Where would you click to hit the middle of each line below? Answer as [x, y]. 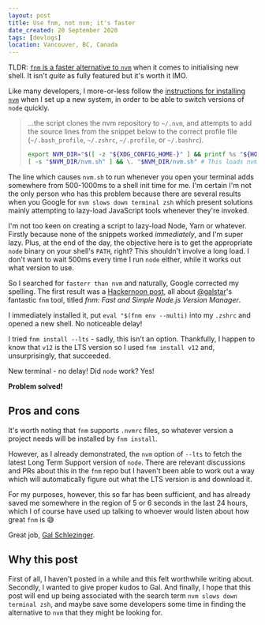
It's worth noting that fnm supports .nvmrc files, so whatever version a [121, 430]
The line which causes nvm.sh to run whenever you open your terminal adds [131, 177]
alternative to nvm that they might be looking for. [86, 612]
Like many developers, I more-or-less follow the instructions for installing [127, 91]
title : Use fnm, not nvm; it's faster [72, 23]
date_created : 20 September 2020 [63, 30]
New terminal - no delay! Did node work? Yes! [82, 371]
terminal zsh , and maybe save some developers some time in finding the [127, 604]
